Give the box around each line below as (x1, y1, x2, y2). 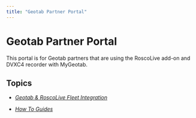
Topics (6, 78, 32, 88)
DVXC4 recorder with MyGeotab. (6, 60, 88, 68)
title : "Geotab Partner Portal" (6, 8, 87, 15)
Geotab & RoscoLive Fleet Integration (14, 94, 108, 101)
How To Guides (14, 105, 53, 113)
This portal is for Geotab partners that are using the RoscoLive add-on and (6, 55, 191, 62)
